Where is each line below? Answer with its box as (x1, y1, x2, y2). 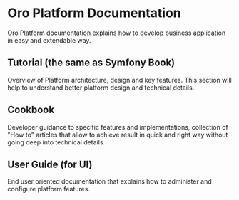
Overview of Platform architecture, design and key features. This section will (7, 75, 232, 84)
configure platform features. (7, 185, 91, 194)
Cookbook (7, 104, 55, 116)
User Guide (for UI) (7, 158, 93, 170)
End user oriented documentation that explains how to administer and (7, 177, 212, 186)
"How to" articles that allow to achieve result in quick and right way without (7, 130, 228, 139)
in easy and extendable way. (7, 36, 91, 44)
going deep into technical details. (7, 137, 106, 147)
